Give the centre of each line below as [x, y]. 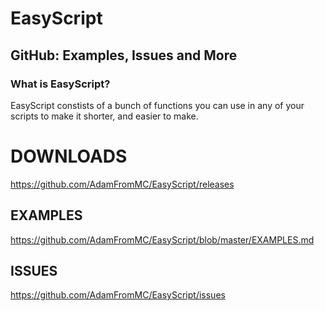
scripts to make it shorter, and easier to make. [104, 116]
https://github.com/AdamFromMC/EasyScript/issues [118, 295]
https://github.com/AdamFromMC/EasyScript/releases [122, 184]
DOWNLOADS [69, 156]
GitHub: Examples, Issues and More [124, 55]
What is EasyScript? [60, 84]
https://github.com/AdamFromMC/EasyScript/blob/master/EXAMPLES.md [162, 239]
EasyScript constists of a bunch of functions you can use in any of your [157, 105]
